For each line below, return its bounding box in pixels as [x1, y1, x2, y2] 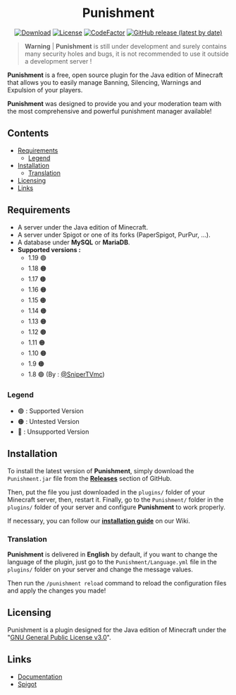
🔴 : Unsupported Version [17, 427, 89, 436]
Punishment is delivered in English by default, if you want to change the [7, 550, 218, 559]
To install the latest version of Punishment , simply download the [7, 466, 194, 475]
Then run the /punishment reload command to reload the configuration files [7, 578, 227, 587]
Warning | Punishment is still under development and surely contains [24, 42, 227, 50]
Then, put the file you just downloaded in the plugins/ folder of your [7, 487, 206, 496]
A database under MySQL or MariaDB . [17, 238, 130, 246]
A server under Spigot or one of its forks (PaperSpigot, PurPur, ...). [17, 230, 211, 239]
